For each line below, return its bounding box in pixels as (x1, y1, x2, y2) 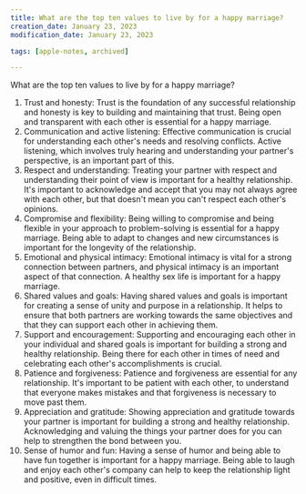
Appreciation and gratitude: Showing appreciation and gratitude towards (23, 407, 295, 418)
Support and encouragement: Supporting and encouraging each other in (23, 329, 296, 340)
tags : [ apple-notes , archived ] (10, 46, 129, 55)
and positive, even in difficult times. (23, 474, 158, 485)
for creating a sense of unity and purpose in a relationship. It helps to (23, 300, 283, 311)
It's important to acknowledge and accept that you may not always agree (23, 184, 298, 196)
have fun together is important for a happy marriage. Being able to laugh (23, 455, 295, 466)
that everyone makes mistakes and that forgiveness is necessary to (23, 388, 277, 398)
